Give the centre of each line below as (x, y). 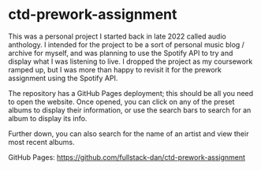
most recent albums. (41, 142)
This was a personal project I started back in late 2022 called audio (117, 36)
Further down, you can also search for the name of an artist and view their (129, 133)
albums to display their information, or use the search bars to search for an (130, 110)
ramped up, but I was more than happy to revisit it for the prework (115, 69)
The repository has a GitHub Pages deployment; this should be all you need (131, 93)
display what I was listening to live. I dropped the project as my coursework (130, 61)
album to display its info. (48, 118)
